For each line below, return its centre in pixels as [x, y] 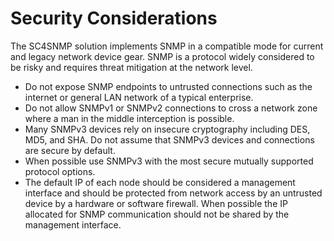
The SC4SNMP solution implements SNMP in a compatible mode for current [167, 46]
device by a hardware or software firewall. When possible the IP [156, 203]
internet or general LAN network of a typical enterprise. [139, 97]
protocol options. [60, 171]
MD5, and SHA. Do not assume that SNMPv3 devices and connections [169, 139]
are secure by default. [70, 150]
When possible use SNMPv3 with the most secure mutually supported [169, 161]
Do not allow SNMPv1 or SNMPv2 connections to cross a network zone [171, 108]
